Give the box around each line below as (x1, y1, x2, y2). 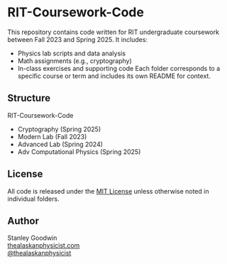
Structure (7, 92, 51, 104)
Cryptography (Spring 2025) (17, 125, 101, 133)
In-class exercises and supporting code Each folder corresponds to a (17, 64, 221, 72)
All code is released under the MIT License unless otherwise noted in (7, 187, 209, 195)
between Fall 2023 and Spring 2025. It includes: (7, 35, 148, 43)
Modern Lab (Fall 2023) (17, 132, 87, 141)
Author (7, 214, 39, 227)
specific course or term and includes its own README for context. (17, 72, 211, 80)
